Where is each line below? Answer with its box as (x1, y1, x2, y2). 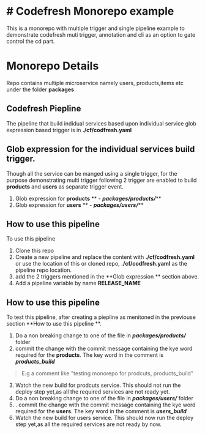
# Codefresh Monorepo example (6, 4, 174, 18)
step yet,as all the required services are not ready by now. (15, 421, 162, 428)
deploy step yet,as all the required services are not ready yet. (15, 388, 170, 395)
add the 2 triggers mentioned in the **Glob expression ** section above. (15, 273, 199, 280)
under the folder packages (6, 86, 75, 93)
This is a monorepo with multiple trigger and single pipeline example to (6, 24, 185, 32)
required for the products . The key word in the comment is (15, 351, 164, 359)
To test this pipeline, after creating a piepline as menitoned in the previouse (6, 313, 196, 321)
